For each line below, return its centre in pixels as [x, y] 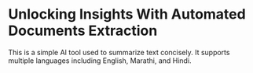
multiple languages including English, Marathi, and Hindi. [100, 61]
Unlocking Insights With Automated [127, 14]
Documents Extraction [83, 31]
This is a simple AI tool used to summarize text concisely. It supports [119, 52]
